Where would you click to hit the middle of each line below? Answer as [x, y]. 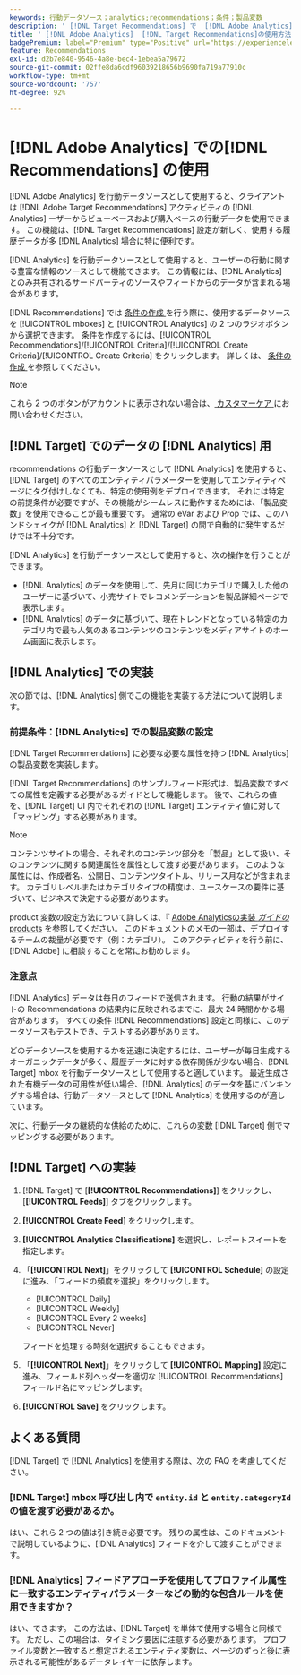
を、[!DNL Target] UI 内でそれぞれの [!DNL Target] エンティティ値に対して [146, 806]
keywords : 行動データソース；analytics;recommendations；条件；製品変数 [136, 17]
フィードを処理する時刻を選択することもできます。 [116, 1346]
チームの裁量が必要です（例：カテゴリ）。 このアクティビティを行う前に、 [152, 940]
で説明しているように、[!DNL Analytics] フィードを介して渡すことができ [142, 1543]
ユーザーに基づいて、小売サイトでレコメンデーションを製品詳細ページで [155, 597]
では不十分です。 [48, 536]
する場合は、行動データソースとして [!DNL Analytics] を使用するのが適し [151, 1095]
